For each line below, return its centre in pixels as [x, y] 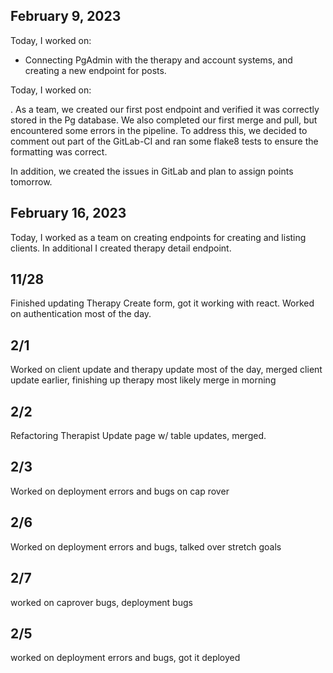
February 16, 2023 [68, 213]
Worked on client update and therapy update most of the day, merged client [166, 370]
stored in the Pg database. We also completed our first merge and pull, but [164, 120]
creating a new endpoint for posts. [95, 70]
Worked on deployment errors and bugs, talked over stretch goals [146, 546]
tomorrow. [31, 181]
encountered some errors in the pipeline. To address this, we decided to [159, 130]
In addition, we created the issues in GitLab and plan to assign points [152, 171]
